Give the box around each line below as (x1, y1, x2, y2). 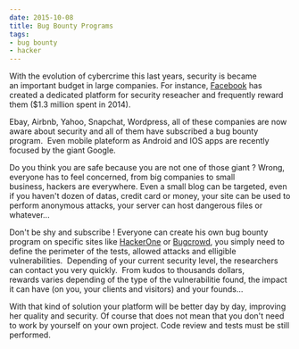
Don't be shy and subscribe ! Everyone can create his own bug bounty (9, 227, 269, 237)
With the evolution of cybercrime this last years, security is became (9, 71, 257, 81)
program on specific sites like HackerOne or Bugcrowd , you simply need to (9, 237, 286, 247)
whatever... (9, 210, 51, 220)
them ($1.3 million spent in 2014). (9, 99, 131, 110)
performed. (9, 329, 51, 340)
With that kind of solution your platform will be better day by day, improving (9, 301, 287, 312)
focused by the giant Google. (9, 145, 116, 156)
